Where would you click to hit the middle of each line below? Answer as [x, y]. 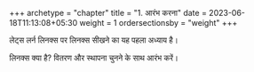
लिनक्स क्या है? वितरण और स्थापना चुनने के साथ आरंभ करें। [94, 58]
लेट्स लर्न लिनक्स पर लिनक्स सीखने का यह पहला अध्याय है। [94, 40]
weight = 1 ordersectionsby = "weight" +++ [159, 23]
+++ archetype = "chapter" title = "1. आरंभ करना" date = [108, 13]
